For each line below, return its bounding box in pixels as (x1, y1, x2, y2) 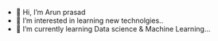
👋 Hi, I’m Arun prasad (15, 8, 86, 17)
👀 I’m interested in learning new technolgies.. (15, 16, 164, 25)
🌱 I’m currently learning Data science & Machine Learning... (15, 24, 211, 33)
